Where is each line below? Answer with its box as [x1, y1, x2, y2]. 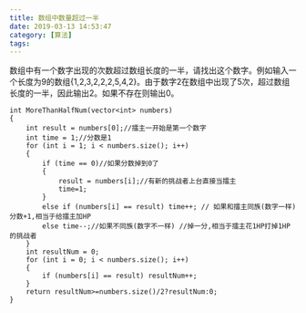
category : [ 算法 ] [9, 30, 73, 39]
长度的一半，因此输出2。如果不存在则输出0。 [9, 88, 179, 99]
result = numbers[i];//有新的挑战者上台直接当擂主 [57, 177, 237, 186]
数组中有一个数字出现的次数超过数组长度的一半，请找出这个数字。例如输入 [9, 65, 289, 76]
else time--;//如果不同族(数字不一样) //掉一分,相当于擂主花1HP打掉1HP [42, 222, 291, 231]
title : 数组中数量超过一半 [9, 13, 100, 23]
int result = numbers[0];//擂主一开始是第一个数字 [25, 124, 207, 133]
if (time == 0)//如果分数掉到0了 [42, 159, 159, 169]
